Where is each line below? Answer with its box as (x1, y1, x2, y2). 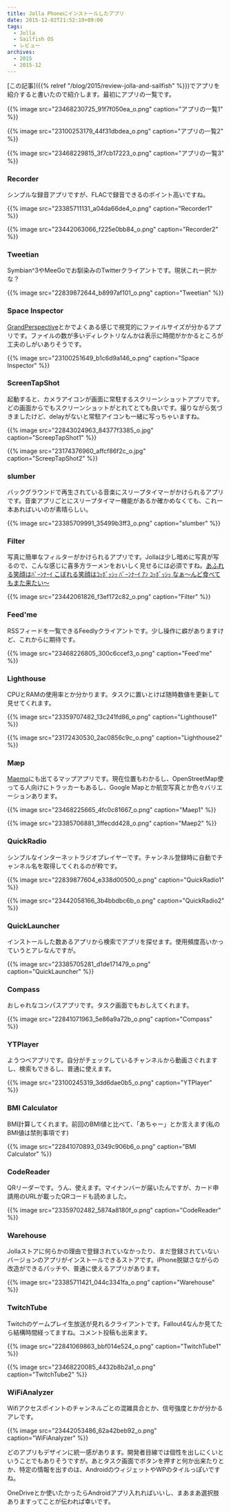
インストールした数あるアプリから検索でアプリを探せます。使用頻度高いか (7, 937, 219, 946)
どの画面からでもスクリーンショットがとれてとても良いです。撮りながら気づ (7, 403, 223, 412)
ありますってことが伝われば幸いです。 (7, 1497, 115, 1505)
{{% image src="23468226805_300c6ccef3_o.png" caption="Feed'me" (7, 649, 212, 657)
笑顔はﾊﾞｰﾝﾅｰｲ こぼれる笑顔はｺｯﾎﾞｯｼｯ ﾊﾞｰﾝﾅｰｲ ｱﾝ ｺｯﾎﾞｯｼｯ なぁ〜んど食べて (12, 570, 221, 578)
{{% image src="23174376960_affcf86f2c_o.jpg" (7, 447, 146, 455)
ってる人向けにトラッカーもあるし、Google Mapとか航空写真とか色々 (7, 783, 205, 792)
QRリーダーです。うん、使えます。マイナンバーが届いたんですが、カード (7, 1183, 213, 1192)
